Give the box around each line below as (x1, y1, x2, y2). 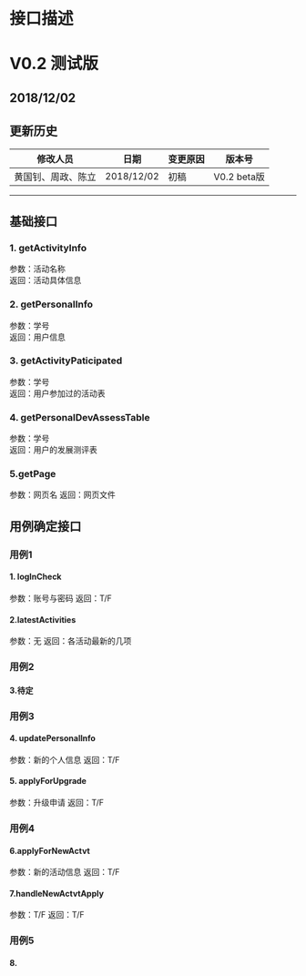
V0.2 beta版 (213, 170, 266, 183)
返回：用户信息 (9, 331, 66, 342)
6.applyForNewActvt (9, 845, 91, 856)
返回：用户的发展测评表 (9, 444, 97, 455)
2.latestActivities (9, 614, 76, 625)
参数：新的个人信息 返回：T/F (9, 754, 120, 765)
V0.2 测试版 (9, 54, 98, 74)
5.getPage (9, 468, 56, 481)
